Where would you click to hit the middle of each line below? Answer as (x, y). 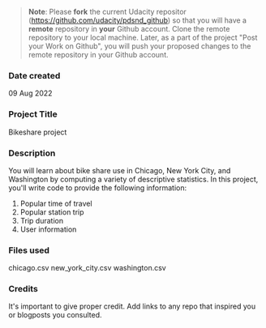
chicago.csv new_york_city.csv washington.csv (87, 268)
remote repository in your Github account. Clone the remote (129, 29)
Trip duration (41, 220)
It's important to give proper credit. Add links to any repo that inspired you (132, 306)
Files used (29, 250)
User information (48, 229)
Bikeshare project (38, 132)
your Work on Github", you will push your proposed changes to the (139, 46)
